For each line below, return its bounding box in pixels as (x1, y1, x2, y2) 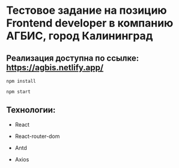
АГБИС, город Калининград (6, 29, 153, 43)
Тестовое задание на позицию (6, 4, 167, 17)
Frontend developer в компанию (6, 16, 174, 30)
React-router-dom (14, 133, 60, 140)
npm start (6, 89, 31, 95)
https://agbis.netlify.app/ (6, 62, 104, 73)
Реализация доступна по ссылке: (6, 53, 139, 63)
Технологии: (6, 105, 56, 115)
